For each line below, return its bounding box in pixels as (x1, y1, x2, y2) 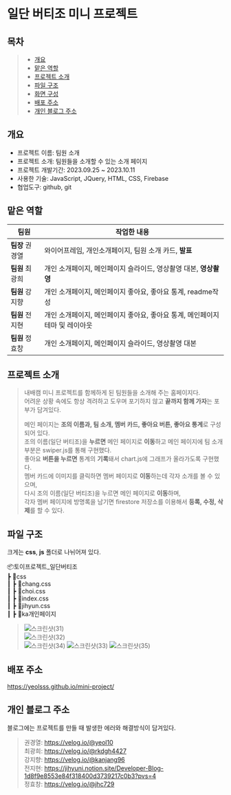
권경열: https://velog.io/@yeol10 (23, 738, 113, 746)
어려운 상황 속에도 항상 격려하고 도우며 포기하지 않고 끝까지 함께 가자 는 (23, 397, 213, 406)
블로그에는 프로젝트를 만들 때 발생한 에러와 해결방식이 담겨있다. (7, 723, 177, 732)
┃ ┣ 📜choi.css (7, 587, 46, 596)
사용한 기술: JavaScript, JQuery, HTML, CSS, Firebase (16, 174, 169, 182)
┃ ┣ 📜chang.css (7, 580, 52, 588)
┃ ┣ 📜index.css (7, 594, 49, 602)
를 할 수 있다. (30, 506, 65, 514)
